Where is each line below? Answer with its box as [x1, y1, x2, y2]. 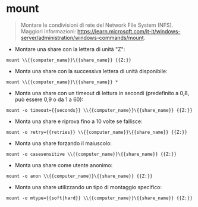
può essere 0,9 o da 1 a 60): [14, 96, 84, 103]
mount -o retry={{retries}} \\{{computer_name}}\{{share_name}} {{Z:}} [6, 129, 187, 135]
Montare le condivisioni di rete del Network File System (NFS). [20, 21, 174, 29]
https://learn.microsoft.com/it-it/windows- [77, 27, 181, 34]
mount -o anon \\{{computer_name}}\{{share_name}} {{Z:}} [6, 173, 153, 179]
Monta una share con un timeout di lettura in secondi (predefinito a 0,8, [14, 89, 189, 96]
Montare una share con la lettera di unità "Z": [14, 45, 125, 52]
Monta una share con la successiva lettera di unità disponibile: [14, 67, 168, 74]
